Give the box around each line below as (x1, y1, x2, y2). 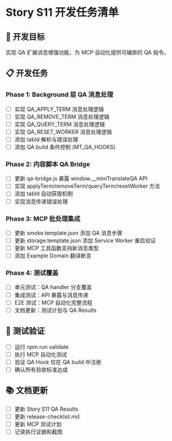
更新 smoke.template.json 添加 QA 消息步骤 (14, 229, 122, 236)
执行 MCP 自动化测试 (14, 351, 67, 358)
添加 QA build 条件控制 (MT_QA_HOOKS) (14, 144, 116, 150)
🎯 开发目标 (5, 31, 45, 42)
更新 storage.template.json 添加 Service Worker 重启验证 (14, 237, 156, 244)
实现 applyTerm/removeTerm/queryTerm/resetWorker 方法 (14, 182, 160, 190)
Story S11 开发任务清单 (5, 5, 119, 19)
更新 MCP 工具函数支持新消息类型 (14, 245, 99, 252)
